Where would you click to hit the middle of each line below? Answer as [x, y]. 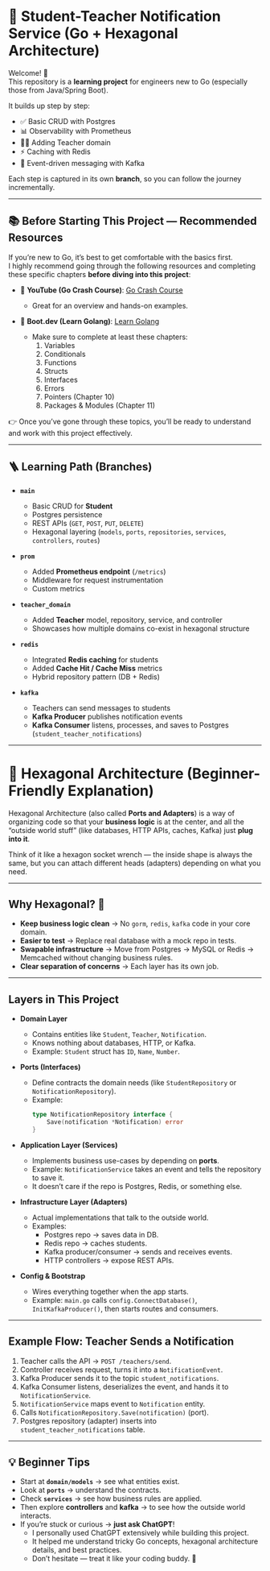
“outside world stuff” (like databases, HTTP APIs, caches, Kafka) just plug [131, 830]
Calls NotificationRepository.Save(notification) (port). [114, 1412]
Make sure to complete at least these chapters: [110, 337]
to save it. [48, 1177]
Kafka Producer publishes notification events [107, 716]
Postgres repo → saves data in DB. [101, 1234]
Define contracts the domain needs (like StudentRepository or [134, 1083]
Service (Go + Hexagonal [93, 33]
